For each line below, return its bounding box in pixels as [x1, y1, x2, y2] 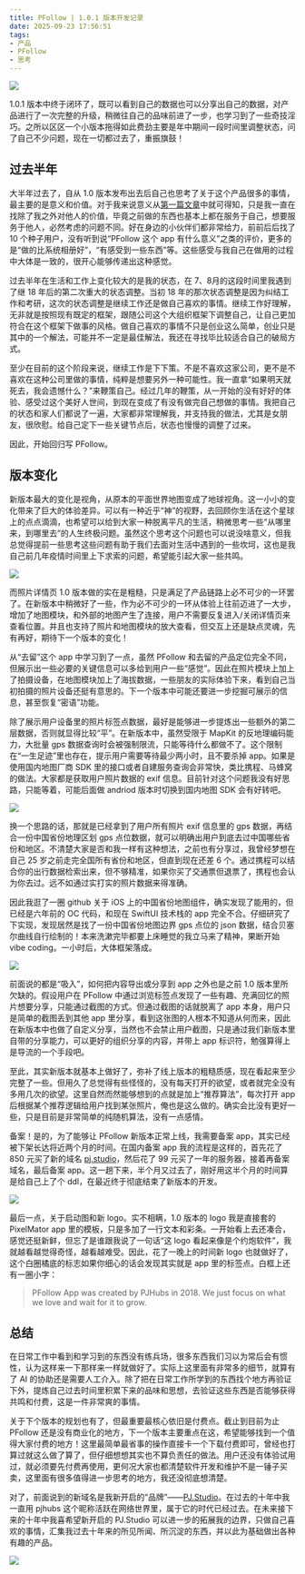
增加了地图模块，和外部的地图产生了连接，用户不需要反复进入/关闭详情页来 [9, 609, 291, 620]
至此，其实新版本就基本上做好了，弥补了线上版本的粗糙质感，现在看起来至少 [9, 1065, 296, 1076]
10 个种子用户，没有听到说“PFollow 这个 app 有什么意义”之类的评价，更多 [9, 233, 284, 243]
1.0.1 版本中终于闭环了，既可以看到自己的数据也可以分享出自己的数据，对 [9, 99, 281, 109]
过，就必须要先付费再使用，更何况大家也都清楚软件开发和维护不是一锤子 [9, 1461, 280, 1472]
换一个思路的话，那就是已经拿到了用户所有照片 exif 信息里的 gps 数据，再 [9, 820, 285, 831]
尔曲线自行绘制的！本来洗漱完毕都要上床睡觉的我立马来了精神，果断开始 [9, 930, 280, 941]
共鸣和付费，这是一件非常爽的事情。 [9, 1396, 145, 1408]
